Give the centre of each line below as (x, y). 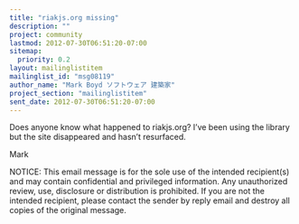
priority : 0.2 (44, 60)
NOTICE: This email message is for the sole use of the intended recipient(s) (149, 172)
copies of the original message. (68, 210)
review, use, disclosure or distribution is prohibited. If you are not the (137, 191)
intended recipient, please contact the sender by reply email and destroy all (150, 201)
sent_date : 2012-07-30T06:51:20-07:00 (82, 102)
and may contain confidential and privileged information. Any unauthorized (149, 182)
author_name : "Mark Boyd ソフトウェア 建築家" (93, 85)
